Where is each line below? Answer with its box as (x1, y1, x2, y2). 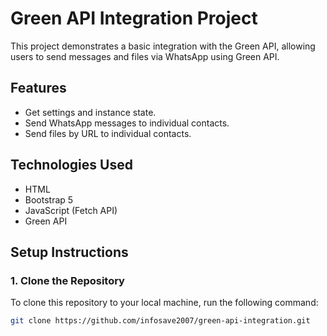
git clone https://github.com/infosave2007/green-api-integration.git (10, 316, 311, 326)
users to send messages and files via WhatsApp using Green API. (10, 50, 280, 62)
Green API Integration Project (10, 7, 258, 30)
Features (10, 80, 67, 97)
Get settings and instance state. (24, 106, 157, 118)
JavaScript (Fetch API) (24, 204, 118, 216)
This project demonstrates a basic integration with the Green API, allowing (10, 40, 316, 52)
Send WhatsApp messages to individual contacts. (24, 117, 230, 129)
